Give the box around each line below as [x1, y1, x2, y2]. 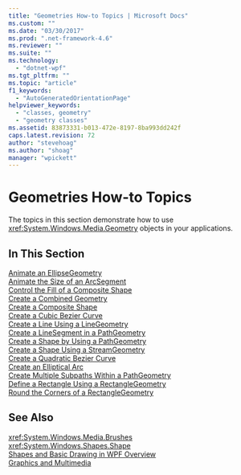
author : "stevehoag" [8, 138, 78, 147]
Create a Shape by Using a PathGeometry [8, 337, 147, 346]
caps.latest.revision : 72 [8, 131, 95, 139]
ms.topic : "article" [8, 79, 78, 87]
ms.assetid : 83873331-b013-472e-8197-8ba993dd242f [8, 124, 182, 132]
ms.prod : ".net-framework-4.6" [8, 34, 113, 43]
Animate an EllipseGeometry [8, 268, 103, 277]
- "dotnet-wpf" [15, 64, 67, 72]
